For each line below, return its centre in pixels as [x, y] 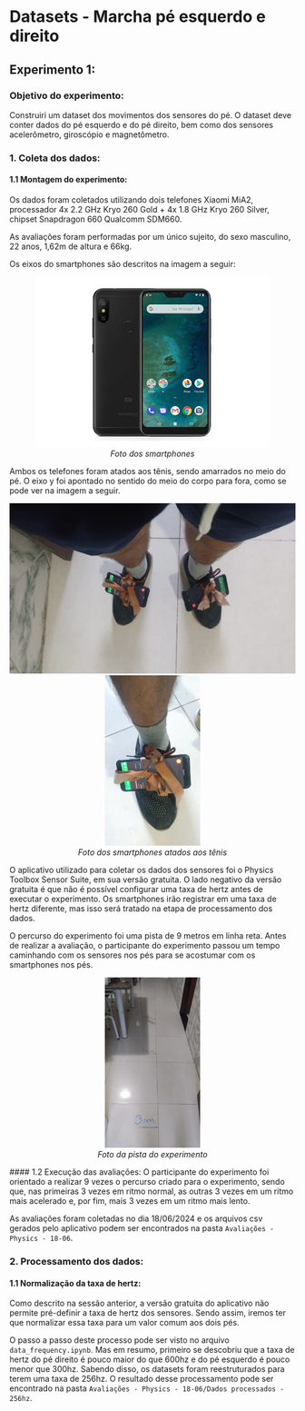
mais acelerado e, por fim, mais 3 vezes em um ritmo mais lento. [130, 1201]
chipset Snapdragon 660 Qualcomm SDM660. [96, 219]
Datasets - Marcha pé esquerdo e [138, 17]
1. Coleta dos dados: [55, 158]
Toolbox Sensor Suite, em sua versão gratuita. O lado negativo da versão [146, 879]
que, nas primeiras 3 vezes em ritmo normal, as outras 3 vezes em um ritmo [152, 1191]
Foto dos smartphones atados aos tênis [152, 852]
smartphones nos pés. [51, 964]
